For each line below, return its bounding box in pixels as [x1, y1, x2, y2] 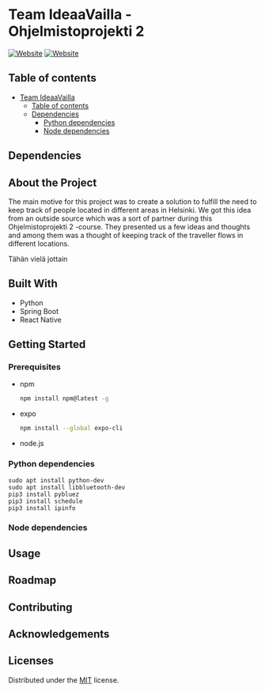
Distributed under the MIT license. [8, 675, 119, 685]
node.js [19, 439, 45, 448]
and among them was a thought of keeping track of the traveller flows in [8, 230, 244, 240]
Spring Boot [19, 306, 59, 316]
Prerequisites [8, 361, 61, 372]
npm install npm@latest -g [19, 395, 109, 403]
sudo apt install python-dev [8, 476, 104, 484]
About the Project [8, 176, 97, 189]
